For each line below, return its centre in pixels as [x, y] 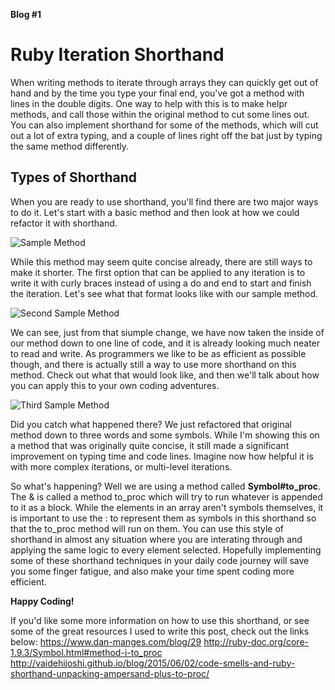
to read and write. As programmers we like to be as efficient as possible [158, 353]
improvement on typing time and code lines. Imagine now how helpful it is [162, 456]
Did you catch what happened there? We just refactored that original [151, 424]
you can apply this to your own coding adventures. [115, 385]
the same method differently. [70, 146]
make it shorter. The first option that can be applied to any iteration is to [158, 272]
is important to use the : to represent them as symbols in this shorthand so [163, 518]
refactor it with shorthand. [64, 223]
